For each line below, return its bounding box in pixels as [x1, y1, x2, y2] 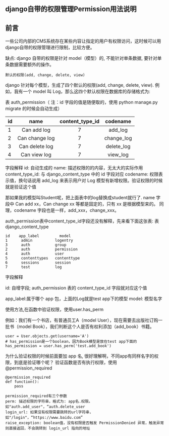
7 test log [5, 265, 62, 270]
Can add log [22, 126, 50, 133]
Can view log [21, 151, 52, 158]
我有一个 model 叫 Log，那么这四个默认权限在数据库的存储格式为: [14, 88, 150, 95]
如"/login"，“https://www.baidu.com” [5, 415, 83, 420]
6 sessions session [5, 260, 71, 265]
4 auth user [5, 251, 65, 257]
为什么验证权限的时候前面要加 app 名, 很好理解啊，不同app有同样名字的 [5, 353, 154, 359]
